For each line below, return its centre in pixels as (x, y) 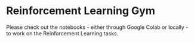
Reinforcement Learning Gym (81, 11)
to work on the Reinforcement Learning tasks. (62, 33)
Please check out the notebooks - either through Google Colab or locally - (97, 27)
